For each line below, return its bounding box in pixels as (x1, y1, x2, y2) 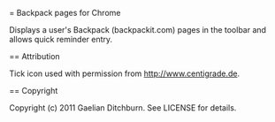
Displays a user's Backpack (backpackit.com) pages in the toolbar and (9, 25, 267, 34)
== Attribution (9, 51, 60, 61)
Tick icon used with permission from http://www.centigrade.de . (9, 68, 241, 79)
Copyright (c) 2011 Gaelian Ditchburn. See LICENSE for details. (9, 103, 237, 113)
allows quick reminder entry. (9, 34, 113, 44)
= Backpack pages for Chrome (9, 8, 121, 18)
